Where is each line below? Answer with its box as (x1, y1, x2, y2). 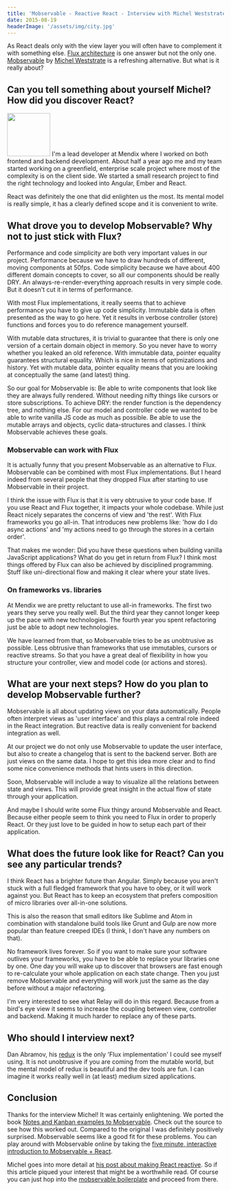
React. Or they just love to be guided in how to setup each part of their (7, 821, 206, 829)
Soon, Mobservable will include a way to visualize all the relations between (7, 778, 219, 786)
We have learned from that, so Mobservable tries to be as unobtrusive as (7, 636, 214, 644)
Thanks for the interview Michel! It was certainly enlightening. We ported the (7, 1110, 224, 1118)
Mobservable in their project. (7, 483, 89, 491)
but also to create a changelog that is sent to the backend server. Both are (7, 750, 217, 758)
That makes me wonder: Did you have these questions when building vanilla (7, 546, 223, 555)
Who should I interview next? (7, 1032, 135, 1044)
